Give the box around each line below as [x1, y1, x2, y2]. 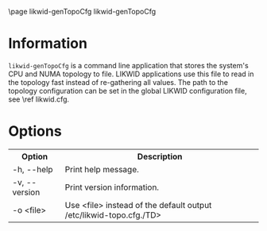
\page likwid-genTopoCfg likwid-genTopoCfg [8, 7, 157, 16]
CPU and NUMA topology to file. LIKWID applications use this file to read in [8, 69, 254, 79]
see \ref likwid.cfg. [8, 94, 70, 104]
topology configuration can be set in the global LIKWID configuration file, [8, 86, 248, 95]
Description [137, 151, 183, 162]
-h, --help [12, 164, 53, 175]
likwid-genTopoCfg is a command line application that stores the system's [8, 60, 249, 70]
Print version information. [64, 182, 160, 193]
